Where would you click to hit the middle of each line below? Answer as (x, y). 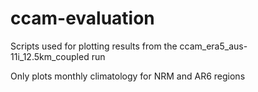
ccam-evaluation (82, 18)
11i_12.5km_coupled (50, 56)
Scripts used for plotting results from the (94, 46)
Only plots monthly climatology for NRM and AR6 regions (128, 76)
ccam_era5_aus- (213, 46)
